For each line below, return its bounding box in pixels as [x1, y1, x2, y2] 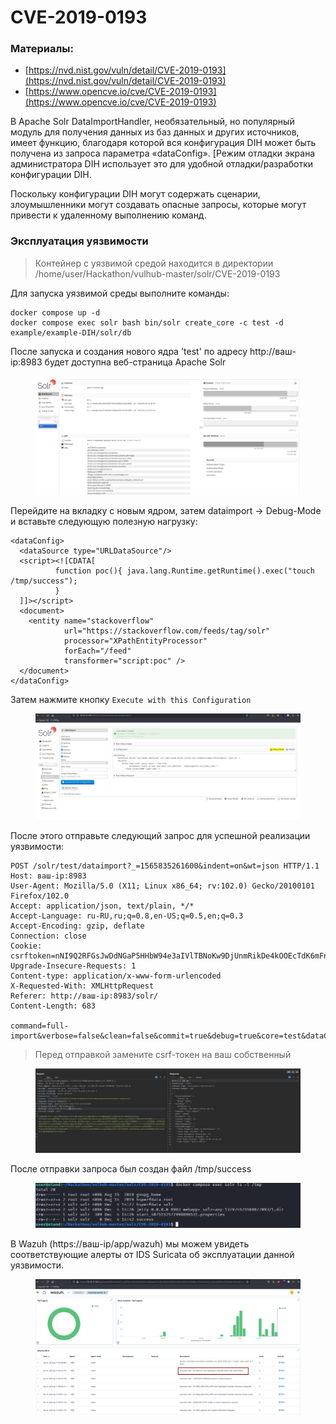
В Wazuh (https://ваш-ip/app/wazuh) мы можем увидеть [10, 1237, 250, 1250]
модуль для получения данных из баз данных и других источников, [10, 126, 300, 138]
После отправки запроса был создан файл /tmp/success [10, 1163, 252, 1175]
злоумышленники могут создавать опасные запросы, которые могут [10, 199, 307, 211]
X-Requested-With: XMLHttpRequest [10, 981, 155, 991]
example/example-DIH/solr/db [10, 327, 132, 338]
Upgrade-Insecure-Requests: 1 [10, 961, 137, 971]
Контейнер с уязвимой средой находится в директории [34, 257, 274, 269]
